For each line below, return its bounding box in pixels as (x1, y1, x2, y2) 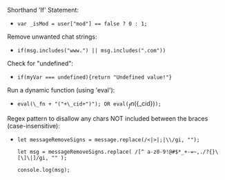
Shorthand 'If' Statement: (7, 6, 79, 14)
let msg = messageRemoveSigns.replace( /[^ (17, 148, 145, 155)
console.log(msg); (17, 166, 70, 173)
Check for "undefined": (7, 59, 74, 68)
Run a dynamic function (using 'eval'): (7, 86, 115, 94)
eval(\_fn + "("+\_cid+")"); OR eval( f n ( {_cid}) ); (17, 99, 162, 109)
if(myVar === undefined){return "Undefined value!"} (17, 74, 173, 81)
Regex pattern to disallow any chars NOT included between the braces (7, 114, 208, 123)
